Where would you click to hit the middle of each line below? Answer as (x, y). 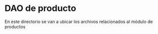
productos (15, 26)
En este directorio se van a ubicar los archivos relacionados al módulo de (79, 22)
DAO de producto (41, 8)
